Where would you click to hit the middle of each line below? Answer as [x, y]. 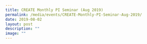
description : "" [22, 29]
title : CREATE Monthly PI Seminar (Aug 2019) [54, 10]
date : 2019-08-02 [24, 19]
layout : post [19, 24]
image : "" [16, 33]
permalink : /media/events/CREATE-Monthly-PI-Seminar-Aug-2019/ [74, 15]
